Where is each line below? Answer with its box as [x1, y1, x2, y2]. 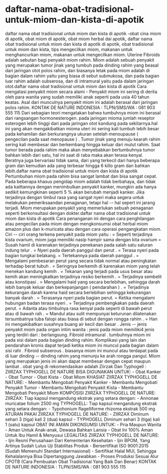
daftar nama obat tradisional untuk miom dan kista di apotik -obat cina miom [5, 30, 162, 36]
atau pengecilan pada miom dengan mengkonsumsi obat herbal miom [5, 220, 148, 227]
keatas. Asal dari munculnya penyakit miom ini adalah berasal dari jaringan [5, 99, 158, 105]
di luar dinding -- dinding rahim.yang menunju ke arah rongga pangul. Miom [5, 353, 161, 359]
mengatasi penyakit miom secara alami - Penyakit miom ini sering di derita [5, 89, 158, 95]
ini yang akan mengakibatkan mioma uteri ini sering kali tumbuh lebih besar [5, 125, 160, 131]
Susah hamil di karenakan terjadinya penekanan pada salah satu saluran [5, 242, 153, 248]
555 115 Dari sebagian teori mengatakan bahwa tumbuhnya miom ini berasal [5, 109, 161, 115]
